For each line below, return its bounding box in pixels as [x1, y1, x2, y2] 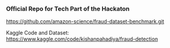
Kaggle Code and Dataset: [6, 29, 69, 36]
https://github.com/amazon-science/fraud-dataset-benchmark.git [6, 18, 164, 25]
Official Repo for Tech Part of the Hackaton [6, 5, 130, 13]
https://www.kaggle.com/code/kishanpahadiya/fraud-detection [6, 36, 158, 43]
